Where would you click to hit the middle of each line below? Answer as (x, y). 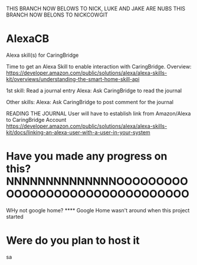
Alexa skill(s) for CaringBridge (42, 55)
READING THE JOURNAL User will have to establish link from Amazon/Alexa (98, 113)
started (15, 216)
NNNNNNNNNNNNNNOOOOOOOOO (97, 181)
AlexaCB (28, 39)
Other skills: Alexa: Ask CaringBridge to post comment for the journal (90, 102)
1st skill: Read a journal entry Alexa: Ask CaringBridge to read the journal (94, 91)
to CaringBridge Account (36, 119)
